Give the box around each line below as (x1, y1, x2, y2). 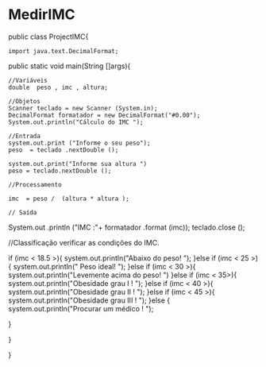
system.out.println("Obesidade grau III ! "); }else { (8, 296, 171, 305)
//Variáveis (8, 76, 48, 84)
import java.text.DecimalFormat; (8, 47, 119, 55)
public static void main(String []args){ (8, 61, 131, 71)
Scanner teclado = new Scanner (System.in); (8, 104, 158, 112)
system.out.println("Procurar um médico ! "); (8, 303, 154, 313)
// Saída (8, 208, 37, 216)
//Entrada (8, 132, 41, 140)
